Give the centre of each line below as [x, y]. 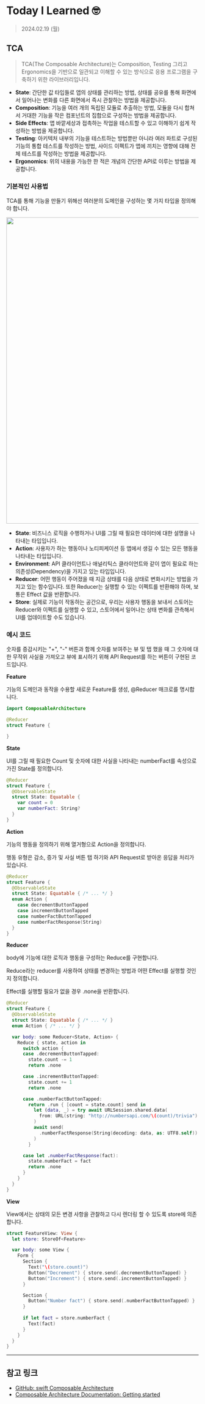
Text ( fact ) [42, 1324]
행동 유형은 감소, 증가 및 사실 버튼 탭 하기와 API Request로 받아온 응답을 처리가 [100, 857]
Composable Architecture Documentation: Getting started [88, 1395]
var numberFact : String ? [49, 809]
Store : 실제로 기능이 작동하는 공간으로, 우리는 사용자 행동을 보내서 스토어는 [104, 602]
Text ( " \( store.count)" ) [58, 1267]
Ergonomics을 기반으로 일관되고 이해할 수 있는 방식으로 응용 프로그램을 [106, 72]
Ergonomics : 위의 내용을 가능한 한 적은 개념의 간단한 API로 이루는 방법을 [102, 161]
